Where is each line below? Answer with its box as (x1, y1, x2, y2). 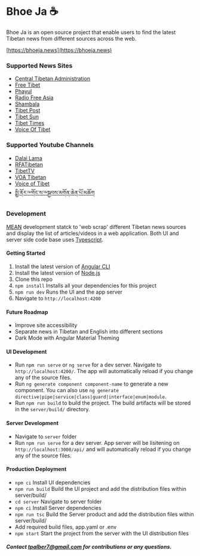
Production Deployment (6, 466, 67, 473)
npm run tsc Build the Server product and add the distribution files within (14, 511, 194, 518)
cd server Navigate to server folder (14, 497, 102, 505)
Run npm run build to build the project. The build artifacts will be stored (14, 399, 191, 407)
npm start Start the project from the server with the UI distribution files (14, 530, 189, 537)
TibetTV (14, 167, 35, 174)
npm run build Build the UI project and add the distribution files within (14, 485, 187, 492)
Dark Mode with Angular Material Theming (14, 334, 119, 341)
